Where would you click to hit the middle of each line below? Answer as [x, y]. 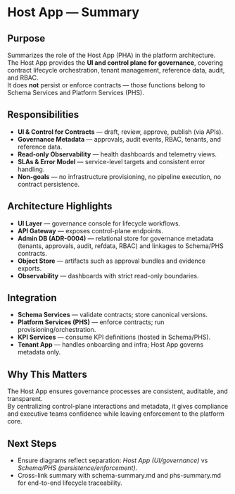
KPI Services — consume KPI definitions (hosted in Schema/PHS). [114, 337]
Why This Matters [47, 374]
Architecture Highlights [60, 206]
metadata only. [39, 352]
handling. [31, 169]
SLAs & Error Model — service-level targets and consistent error [111, 161]
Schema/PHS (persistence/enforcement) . [77, 468]
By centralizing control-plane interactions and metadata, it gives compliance [118, 407]
